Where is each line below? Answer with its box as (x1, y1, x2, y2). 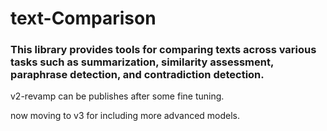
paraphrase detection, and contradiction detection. (10, 68, 265, 82)
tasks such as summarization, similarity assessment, (10, 55, 274, 69)
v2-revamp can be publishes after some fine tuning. (10, 90, 225, 102)
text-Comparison (10, 7, 157, 30)
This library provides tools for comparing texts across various (10, 43, 317, 57)
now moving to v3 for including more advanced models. (10, 110, 241, 122)
